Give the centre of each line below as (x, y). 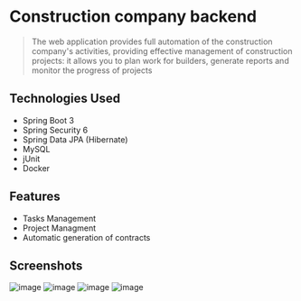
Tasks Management (59, 218)
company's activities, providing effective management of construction (162, 50)
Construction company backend (133, 17)
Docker (36, 168)
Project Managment (59, 228)
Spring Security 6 (55, 130)
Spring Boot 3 (48, 120)
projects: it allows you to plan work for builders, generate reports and (160, 60)
